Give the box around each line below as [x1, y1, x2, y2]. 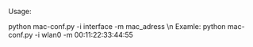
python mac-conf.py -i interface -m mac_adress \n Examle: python [8, 22, 226, 31]
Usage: [8, 7, 32, 16]
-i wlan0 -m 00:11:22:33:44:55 [34, 31, 133, 39]
